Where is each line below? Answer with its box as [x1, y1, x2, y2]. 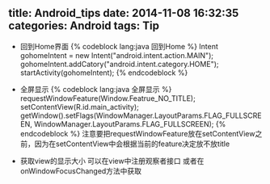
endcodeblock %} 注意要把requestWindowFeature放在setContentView [19, 128, 255, 138]
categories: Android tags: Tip [8, 19, 160, 33]
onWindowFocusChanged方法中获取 [19, 165, 142, 176]
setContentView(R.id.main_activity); [19, 102, 140, 111]
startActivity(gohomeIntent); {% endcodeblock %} [19, 68, 188, 77]
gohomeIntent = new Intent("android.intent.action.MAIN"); [19, 50, 214, 60]
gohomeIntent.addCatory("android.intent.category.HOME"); [19, 59, 219, 69]
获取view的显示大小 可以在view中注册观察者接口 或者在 [19, 156, 205, 165]
